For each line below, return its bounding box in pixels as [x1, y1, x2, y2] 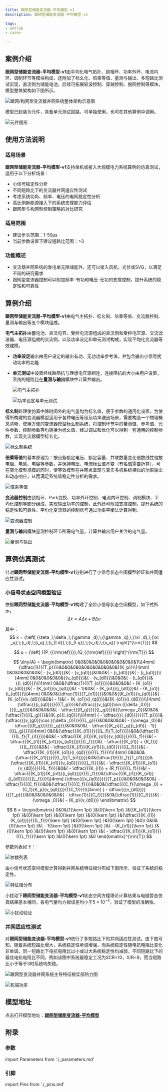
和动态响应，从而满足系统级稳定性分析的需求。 [5, 473, 101, 479]
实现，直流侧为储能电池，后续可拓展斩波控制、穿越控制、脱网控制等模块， [9, 81, 163, 87]
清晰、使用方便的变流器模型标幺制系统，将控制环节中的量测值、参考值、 [9, 421, 158, 427]
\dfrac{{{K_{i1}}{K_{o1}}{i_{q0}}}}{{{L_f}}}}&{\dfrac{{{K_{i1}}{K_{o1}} [14, 771, 154, 777]
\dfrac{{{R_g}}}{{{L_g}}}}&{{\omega [61, 707, 135, 713]
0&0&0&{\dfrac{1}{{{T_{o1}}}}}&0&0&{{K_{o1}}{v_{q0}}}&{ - [40, 691, 163, 697]
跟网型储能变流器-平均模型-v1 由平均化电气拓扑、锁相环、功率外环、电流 [5, 69, 154, 75]
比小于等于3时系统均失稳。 [5, 961, 61, 967]
